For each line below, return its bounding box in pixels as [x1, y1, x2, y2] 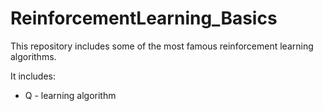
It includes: [10, 70, 56, 82]
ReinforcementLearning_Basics [10, 7, 278, 30]
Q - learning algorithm [24, 89, 117, 101]
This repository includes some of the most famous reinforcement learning [10, 40, 314, 52]
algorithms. [10, 50, 57, 62]
